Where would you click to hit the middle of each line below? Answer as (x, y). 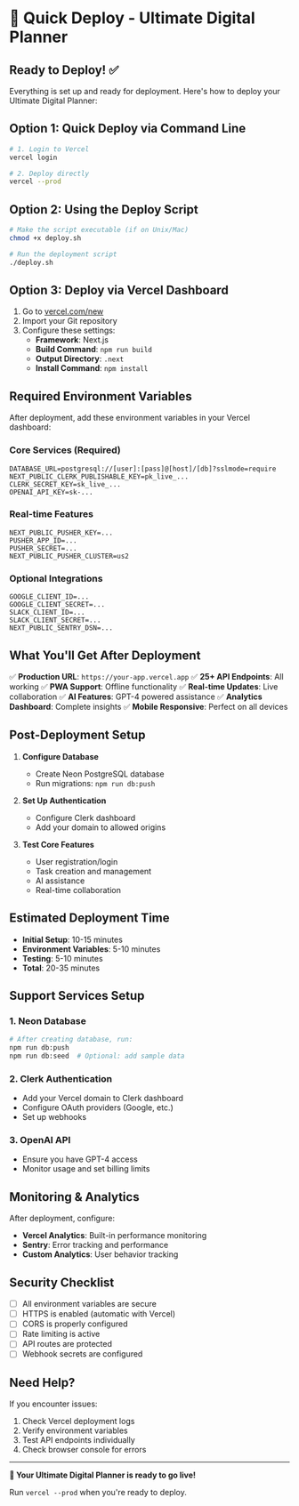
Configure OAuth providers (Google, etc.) (97, 1107)
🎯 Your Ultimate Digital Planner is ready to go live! (103, 1475)
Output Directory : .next (80, 358)
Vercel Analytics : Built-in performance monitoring (114, 1236)
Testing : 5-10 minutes (63, 958)
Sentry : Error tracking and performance (95, 1245)
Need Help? (42, 1382)
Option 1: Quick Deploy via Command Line (128, 129)
